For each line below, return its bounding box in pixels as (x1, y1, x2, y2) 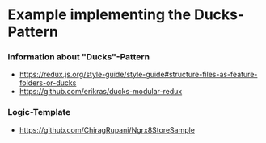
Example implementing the (7, 6, 192, 24)
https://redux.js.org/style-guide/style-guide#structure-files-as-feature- (19, 70, 258, 80)
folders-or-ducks (19, 78, 77, 88)
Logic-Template (7, 107, 71, 118)
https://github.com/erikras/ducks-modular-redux (19, 87, 183, 96)
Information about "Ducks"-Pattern (7, 51, 150, 63)
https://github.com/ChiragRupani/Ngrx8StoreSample (19, 125, 196, 134)
